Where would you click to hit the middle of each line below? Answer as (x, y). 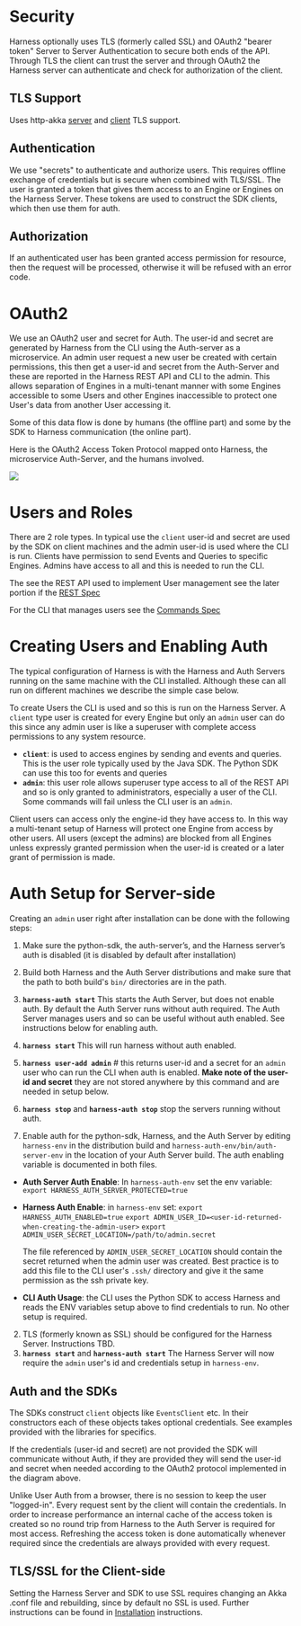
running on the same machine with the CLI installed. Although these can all (148, 681)
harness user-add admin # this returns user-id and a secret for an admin (154, 1063)
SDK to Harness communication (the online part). (100, 432)
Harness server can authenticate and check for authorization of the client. (146, 70)
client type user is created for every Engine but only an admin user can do (147, 717)
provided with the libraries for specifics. (83, 1432)
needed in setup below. (66, 1092)
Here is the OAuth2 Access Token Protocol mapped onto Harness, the (138, 449)
